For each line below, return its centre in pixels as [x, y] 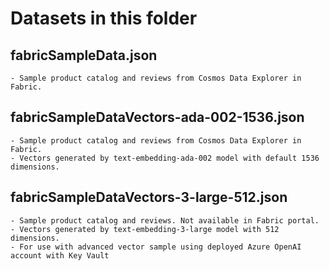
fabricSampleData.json [84, 55]
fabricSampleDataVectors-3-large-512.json [149, 197]
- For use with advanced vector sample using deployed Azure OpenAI [156, 247]
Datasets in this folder [104, 18]
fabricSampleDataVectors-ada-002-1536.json [157, 117]
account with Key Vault [60, 255]
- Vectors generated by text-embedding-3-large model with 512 [145, 229]
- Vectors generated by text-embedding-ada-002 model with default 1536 [165, 158]
